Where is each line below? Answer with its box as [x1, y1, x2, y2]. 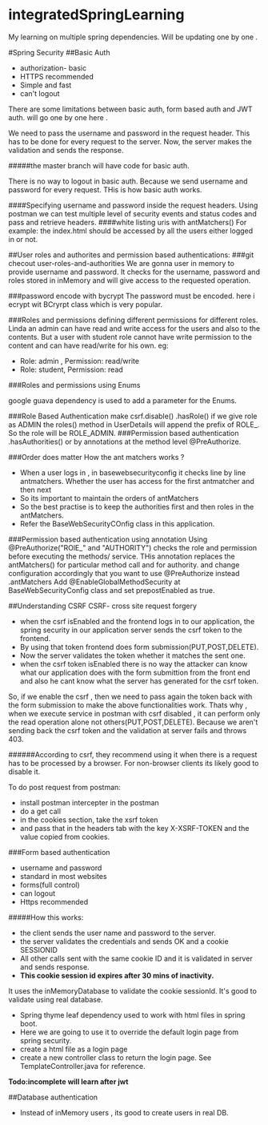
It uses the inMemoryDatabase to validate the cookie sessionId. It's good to [8, 986, 258, 995]
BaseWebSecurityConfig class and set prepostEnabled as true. [8, 585, 215, 595]
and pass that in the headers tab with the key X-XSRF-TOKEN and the [19, 823, 250, 833]
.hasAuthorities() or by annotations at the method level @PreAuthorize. [8, 437, 242, 446]
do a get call [19, 806, 62, 816]
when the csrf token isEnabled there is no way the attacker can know [19, 659, 248, 668]
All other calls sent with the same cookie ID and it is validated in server [19, 954, 254, 963]
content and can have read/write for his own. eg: [8, 341, 170, 350]
